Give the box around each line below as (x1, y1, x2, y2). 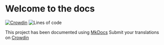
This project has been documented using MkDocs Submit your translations (5, 29, 159, 35)
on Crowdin (5, 34, 29, 40)
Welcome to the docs (5, 3, 95, 14)
